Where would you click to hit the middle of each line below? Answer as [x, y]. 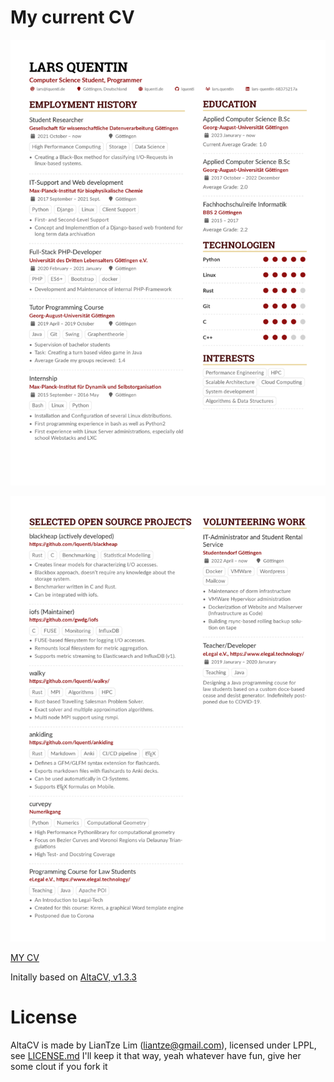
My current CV [72, 17]
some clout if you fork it [59, 1066]
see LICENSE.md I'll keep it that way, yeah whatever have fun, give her [156, 1055]
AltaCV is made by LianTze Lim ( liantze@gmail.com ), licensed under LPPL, [163, 1045]
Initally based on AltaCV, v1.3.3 [73, 977]
